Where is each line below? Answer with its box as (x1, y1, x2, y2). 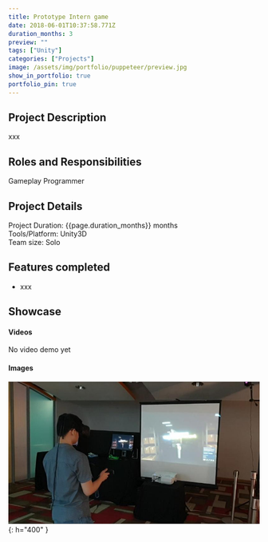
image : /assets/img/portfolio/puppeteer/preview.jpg (8, 64, 187, 72)
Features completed (8, 260, 110, 275)
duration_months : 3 (8, 30, 73, 38)
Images (8, 363, 33, 373)
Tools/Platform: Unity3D (8, 229, 88, 239)
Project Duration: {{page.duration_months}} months (8, 220, 178, 231)
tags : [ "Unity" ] (8, 46, 62, 55)
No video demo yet (8, 345, 71, 354)
